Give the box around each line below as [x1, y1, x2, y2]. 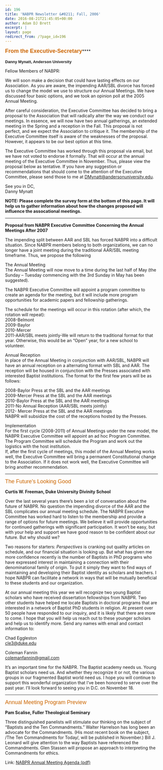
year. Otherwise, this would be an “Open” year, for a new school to [5, 337, 138, 343]
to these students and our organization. [5, 580, 84, 586]
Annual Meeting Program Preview [5, 699, 87, 706]
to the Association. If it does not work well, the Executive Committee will [5, 458, 149, 465]
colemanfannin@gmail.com [5, 655, 60, 660]
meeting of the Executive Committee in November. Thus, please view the [5, 158, 151, 164]
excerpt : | [5, 25, 27, 30]
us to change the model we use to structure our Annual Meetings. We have [5, 88, 155, 93]
